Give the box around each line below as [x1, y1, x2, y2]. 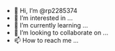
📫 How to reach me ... [13, 37, 79, 44]
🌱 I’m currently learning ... [13, 21, 89, 29]
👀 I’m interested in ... [13, 14, 73, 22]
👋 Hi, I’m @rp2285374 [13, 7, 78, 14]
